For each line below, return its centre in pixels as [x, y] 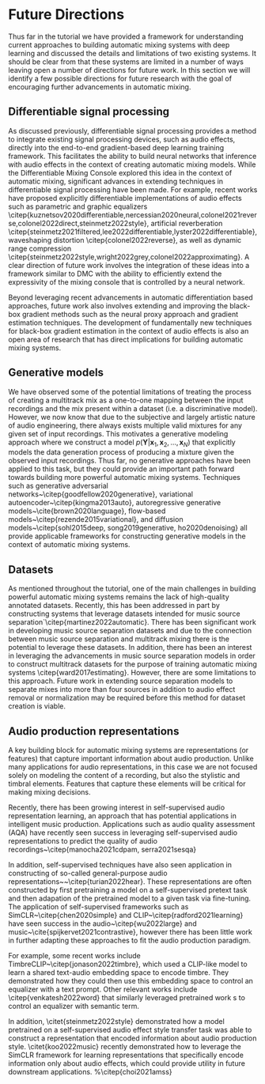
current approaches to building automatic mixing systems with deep [119, 44]
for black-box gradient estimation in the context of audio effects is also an [129, 330]
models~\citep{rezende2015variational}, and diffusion [96, 519]
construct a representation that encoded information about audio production [132, 1038]
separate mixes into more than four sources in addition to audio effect [122, 689]
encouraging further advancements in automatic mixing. [100, 87]
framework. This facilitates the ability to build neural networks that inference [132, 156]
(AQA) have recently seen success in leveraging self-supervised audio [123, 833]
